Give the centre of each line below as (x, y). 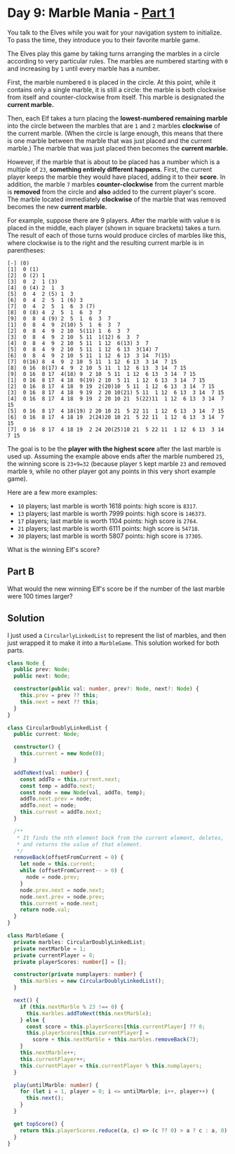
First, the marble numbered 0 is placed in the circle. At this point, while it (112, 82)
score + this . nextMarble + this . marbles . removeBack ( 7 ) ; (116, 1040)
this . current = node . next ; (59, 903)
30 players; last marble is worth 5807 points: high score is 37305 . (110, 536)
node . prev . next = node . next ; (62, 890)
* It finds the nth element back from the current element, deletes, (120, 838)
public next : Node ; (42, 676)
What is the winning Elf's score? (54, 549)
